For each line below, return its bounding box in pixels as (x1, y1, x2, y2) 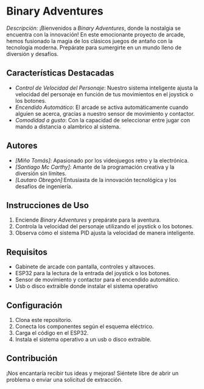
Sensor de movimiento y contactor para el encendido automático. (15, 276, 180, 284)
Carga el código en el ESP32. (15, 329, 89, 336)
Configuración (6, 300, 63, 310)
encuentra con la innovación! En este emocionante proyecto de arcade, (6, 30, 186, 38)
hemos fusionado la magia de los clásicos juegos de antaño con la (6, 37, 173, 44)
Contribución (6, 353, 58, 363)
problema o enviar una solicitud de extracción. (6, 376, 123, 383)
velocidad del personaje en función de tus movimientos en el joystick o (15, 90, 194, 98)
